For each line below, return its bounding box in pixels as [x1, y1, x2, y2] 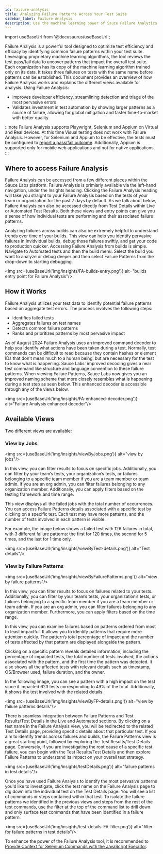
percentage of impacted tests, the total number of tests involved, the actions [5, 654, 158, 660]
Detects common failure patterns [12, 325, 78, 331]
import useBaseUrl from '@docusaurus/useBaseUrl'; [5, 34, 110, 40]
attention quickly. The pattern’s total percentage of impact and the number [5, 634, 154, 640]
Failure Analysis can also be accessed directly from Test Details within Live [5, 203, 155, 209]
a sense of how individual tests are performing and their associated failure [5, 213, 154, 219]
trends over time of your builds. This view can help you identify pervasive [5, 233, 152, 239]
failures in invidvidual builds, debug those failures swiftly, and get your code [5, 238, 157, 244]
